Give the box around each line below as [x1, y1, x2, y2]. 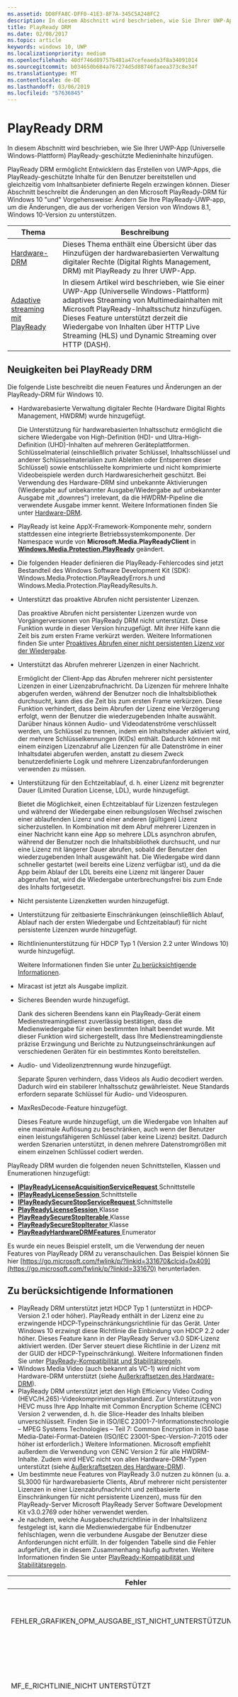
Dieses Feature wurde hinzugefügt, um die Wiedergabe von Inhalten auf [17, 1117, 228, 1126]
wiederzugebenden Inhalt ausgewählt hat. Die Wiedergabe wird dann [17, 852, 220, 861]
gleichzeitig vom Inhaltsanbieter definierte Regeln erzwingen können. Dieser [7, 181, 230, 189]
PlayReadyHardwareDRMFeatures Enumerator [17, 1227, 157, 1237]
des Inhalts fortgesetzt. [17, 883, 86, 891]
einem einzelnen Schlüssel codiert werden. [17, 1147, 144, 1155]
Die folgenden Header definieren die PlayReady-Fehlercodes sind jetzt [17, 559, 224, 567]
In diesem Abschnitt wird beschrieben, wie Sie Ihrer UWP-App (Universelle [7, 144, 225, 153]
